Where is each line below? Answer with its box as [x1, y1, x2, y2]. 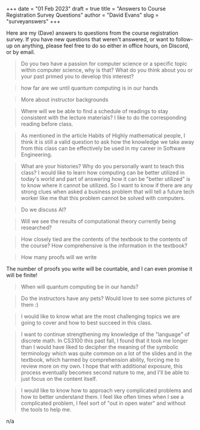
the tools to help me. [20, 406, 72, 413]
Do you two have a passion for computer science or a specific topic [20, 60, 187, 67]
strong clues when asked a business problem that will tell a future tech [20, 188, 195, 195]
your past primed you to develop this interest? [20, 73, 134, 80]
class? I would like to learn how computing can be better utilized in [20, 169, 185, 176]
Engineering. [20, 151, 53, 158]
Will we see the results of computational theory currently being [20, 218, 176, 225]
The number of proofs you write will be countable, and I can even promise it [6, 265, 193, 272]
